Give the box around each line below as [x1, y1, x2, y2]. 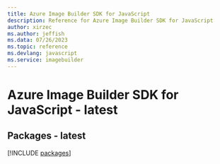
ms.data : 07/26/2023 [7, 37, 69, 44]
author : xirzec [7, 23, 52, 30]
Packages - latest [7, 130, 86, 142]
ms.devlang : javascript [7, 50, 78, 57]
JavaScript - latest [7, 102, 118, 117]
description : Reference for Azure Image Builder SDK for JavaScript [7, 17, 214, 24]
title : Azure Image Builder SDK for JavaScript [7, 10, 151, 18]
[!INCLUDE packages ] [7, 148, 71, 157]
